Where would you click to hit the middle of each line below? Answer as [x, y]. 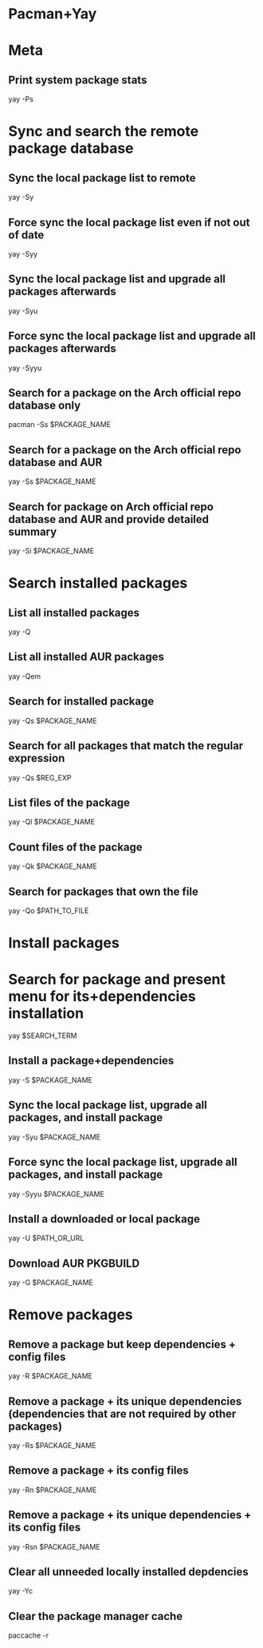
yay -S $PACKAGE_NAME [51, 1079]
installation [46, 1014]
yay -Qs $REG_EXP [40, 777]
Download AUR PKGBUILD [74, 1263]
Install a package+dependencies [91, 1061]
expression [37, 758]
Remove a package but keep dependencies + [122, 1344]
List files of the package [69, 802]
